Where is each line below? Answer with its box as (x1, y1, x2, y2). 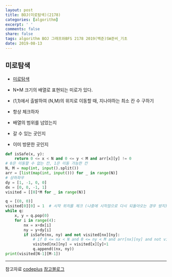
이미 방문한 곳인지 (12, 141, 49, 147)
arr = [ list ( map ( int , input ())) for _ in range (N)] (5, 170, 118, 176)
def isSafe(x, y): (5, 151, 45, 156)
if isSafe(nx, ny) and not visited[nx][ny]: (24, 232, 120, 238)
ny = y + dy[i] (24, 227, 52, 232)
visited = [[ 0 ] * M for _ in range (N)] (5, 189, 86, 195)
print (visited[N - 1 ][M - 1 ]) (5, 251, 60, 256)
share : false (5, 31, 33, 36)
